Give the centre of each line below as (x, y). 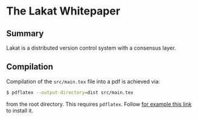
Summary (25, 34)
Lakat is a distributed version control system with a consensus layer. (91, 48)
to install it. (20, 111)
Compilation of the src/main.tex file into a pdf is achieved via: (83, 81)
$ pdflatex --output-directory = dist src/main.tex (70, 92)
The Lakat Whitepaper (63, 11)
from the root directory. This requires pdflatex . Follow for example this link (99, 104)
